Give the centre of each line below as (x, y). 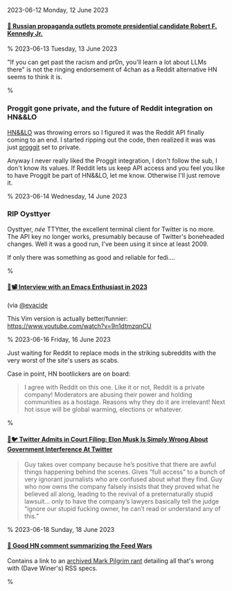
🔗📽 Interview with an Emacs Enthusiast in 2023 (77, 287)
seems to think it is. (35, 77)
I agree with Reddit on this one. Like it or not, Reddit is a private (114, 387)
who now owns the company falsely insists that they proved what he (122, 487)
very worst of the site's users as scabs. (63, 360)
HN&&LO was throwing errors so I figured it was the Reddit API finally (106, 132)
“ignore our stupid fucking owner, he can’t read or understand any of (122, 509)
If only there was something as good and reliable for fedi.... (91, 257)
